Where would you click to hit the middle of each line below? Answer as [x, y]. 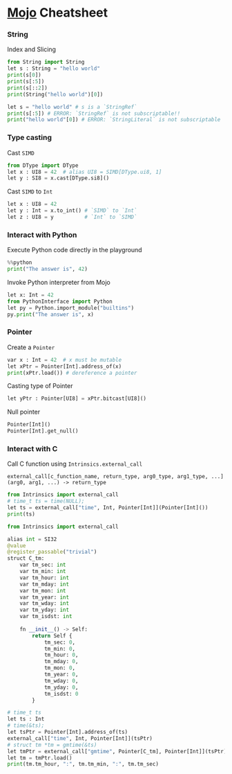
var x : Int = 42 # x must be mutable [65, 360]
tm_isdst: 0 [61, 694]
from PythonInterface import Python [60, 301]
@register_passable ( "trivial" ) [52, 552]
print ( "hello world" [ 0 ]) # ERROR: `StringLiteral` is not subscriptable [114, 120]
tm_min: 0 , [60, 649]
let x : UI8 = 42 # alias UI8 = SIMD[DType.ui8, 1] [85, 172]
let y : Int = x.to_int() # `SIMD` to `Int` [72, 211]
